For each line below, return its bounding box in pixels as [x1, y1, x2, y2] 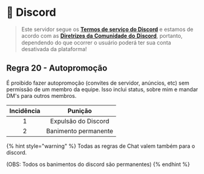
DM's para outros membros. [6, 92, 77, 99]
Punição [67, 106, 93, 115]
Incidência [9, 106, 41, 115]
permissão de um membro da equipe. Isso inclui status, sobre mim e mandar [6, 85, 199, 93]
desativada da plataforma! [21, 45, 87, 52]
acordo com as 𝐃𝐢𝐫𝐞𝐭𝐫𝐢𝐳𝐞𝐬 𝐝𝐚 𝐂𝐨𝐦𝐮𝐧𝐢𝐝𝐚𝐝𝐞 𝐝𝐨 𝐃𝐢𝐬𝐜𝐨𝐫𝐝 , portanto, [21, 32, 183, 39]
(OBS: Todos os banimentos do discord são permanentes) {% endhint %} [6, 161, 191, 168]
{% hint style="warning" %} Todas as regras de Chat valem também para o [6, 142, 195, 150]
